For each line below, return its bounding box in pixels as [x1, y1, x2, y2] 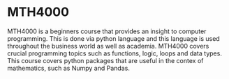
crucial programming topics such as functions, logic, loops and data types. [7, 49, 222, 58]
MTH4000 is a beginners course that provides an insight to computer [7, 27, 207, 35]
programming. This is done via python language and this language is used [7, 34, 220, 42]
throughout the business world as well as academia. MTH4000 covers [7, 42, 209, 50]
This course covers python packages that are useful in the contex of [7, 56, 204, 64]
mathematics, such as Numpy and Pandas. [7, 64, 131, 72]
